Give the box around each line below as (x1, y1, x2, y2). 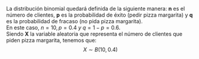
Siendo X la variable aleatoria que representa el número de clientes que (6, 30, 183, 38)
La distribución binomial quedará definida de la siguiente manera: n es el (6, 5, 185, 12)
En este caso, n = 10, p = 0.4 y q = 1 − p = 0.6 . (6, 24, 121, 31)
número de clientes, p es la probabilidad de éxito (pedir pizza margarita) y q (6, 11, 193, 18)
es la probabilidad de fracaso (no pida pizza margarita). (6, 18, 143, 24)
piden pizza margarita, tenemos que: (6, 37, 97, 44)
